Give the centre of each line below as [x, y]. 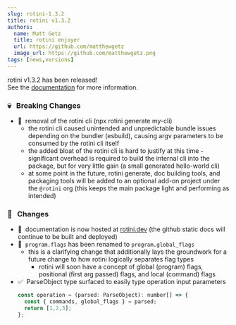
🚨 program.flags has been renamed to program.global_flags [106, 245]
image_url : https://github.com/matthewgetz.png [85, 54]
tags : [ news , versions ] [41, 60]
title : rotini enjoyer [47, 40]
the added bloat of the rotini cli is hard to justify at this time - [116, 151]
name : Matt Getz [37, 33]
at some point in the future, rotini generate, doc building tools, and [124, 173]
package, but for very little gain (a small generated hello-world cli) [124, 166]
